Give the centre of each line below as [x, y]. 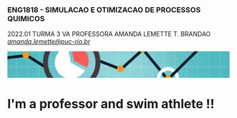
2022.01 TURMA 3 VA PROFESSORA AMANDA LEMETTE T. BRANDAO [109, 34]
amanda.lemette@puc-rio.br [49, 42]
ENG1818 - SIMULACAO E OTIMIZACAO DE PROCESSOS [104, 10]
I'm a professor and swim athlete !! [111, 104]
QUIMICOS [26, 18]
